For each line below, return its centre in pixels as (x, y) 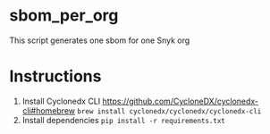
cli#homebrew (49, 110)
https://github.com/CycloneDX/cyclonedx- (181, 101)
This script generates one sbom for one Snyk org (100, 40)
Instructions (55, 76)
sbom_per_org (64, 16)
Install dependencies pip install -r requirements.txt (123, 120)
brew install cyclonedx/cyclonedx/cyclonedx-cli (169, 111)
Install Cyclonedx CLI (61, 101)
